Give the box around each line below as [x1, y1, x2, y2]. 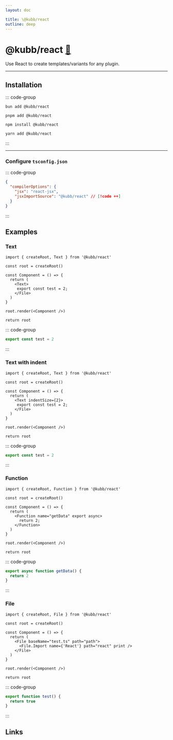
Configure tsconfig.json [5, 158, 68, 165]
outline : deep [5, 22, 36, 27]
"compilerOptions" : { [10, 184, 57, 189]
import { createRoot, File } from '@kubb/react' [5, 612, 112, 617]
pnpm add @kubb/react [5, 113, 52, 118]
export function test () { [5, 694, 61, 699]
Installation [5, 80, 42, 89]
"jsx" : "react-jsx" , [14, 189, 59, 195]
